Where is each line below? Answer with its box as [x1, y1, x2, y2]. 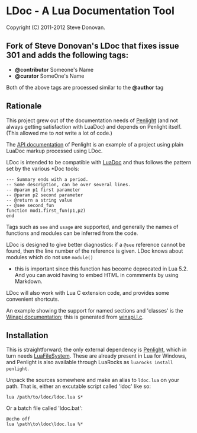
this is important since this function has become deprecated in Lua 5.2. [14, 265, 188, 272]
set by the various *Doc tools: [6, 165, 80, 172]
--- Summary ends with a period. [6, 176, 89, 182]
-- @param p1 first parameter [6, 187, 81, 193]
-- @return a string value [6, 197, 73, 203]
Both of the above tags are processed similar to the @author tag [6, 84, 164, 91]
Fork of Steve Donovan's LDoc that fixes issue [6, 41, 179, 51]
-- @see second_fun [6, 202, 54, 208]
